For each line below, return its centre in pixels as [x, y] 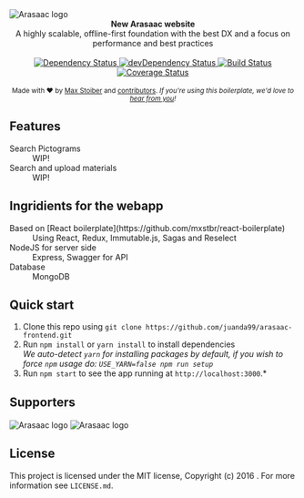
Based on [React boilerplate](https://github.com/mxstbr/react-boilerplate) [147, 228]
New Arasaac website [153, 24]
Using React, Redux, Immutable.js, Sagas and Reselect [134, 238]
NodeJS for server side [53, 247]
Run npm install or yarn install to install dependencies [129, 344]
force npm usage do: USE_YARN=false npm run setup [118, 364]
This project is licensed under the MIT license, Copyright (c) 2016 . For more [152, 475]
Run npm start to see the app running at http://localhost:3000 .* [145, 373]
